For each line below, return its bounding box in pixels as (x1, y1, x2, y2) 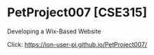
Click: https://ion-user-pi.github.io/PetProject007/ (7, 40, 147, 48)
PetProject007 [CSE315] (7, 5, 147, 20)
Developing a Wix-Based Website (7, 27, 101, 35)
